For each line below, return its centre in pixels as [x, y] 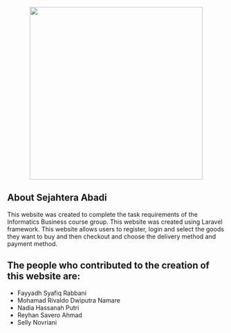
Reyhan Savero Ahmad [50, 315]
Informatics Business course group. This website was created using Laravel [115, 222]
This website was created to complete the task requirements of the [103, 214]
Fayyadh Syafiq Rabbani [52, 293]
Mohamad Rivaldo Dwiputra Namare [69, 300]
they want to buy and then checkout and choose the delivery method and [112, 236]
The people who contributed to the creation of [108, 266]
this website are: [44, 276]
